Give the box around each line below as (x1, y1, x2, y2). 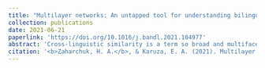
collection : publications (8, 19, 93, 27)
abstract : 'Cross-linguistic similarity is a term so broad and (8, 41, 224, 48)
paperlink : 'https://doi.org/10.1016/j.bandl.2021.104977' (8, 33, 207, 41)
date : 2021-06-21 (8, 26, 65, 34)
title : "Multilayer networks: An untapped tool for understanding (8, 11, 231, 20)
